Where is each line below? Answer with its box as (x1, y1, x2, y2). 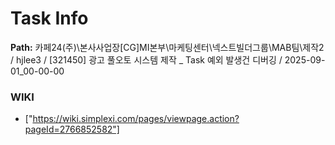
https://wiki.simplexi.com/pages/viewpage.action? (32, 113, 240, 125)
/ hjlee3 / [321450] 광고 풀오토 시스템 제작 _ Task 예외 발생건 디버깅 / (10, 53, 283, 66)
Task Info (10, 7, 89, 30)
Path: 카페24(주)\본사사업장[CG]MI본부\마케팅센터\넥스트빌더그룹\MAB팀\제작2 (10, 41, 325, 53)
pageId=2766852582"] (24, 123, 120, 136)
